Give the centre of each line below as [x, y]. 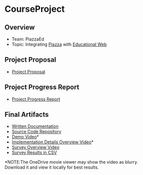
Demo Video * [25, 137]
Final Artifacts [27, 115]
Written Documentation [35, 126]
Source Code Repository [36, 132]
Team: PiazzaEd [28, 39]
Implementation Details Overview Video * [53, 142]
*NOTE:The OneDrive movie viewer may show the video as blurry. [71, 162]
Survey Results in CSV [34, 153]
